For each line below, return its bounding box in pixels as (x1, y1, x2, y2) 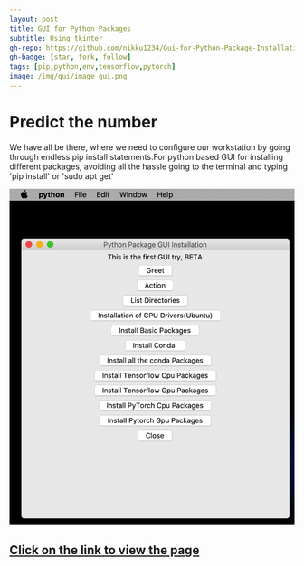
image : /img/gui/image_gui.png (9, 72, 128, 81)
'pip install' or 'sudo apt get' (9, 170, 114, 181)
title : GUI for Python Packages (9, 24, 131, 33)
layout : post (9, 14, 59, 24)
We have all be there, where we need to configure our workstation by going (9, 141, 291, 153)
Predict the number (9, 112, 158, 133)
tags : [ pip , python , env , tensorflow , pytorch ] (9, 62, 176, 71)
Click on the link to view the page (9, 542, 200, 558)
